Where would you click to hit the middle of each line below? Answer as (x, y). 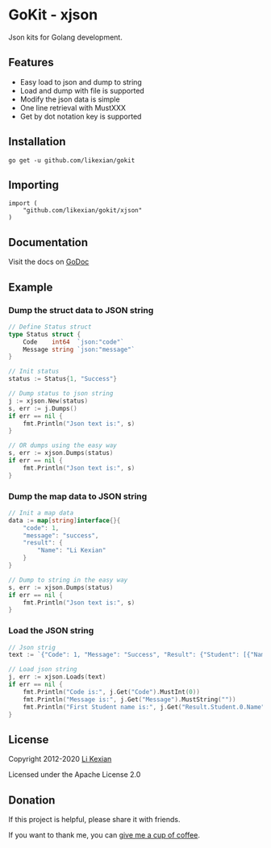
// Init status (34, 372)
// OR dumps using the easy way (63, 445)
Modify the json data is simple (70, 99)
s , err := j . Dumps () (43, 408)
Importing (33, 184)
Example (31, 287)
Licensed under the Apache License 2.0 (75, 775)
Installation (37, 142)
